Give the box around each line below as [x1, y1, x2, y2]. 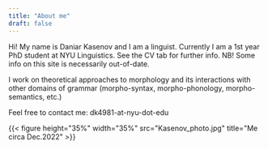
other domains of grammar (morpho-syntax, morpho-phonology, [8, 83, 224, 93]
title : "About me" [8, 11, 70, 20]
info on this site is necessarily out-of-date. [8, 58, 150, 69]
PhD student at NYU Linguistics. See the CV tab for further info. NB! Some [8, 50, 256, 60]
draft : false [8, 19, 53, 28]
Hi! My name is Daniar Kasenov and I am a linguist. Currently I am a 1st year [8, 41, 261, 51]
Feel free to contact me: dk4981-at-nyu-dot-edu [8, 107, 169, 117]
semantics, [8, 92, 45, 101]
